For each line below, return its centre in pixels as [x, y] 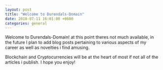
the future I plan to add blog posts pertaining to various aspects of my [76, 43]
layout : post [18, 10]
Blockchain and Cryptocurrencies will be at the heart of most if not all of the [82, 57]
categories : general [26, 23]
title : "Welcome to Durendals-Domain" [45, 14]
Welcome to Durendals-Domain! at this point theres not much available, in [80, 37]
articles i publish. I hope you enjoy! [40, 62]
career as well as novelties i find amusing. [47, 47]
